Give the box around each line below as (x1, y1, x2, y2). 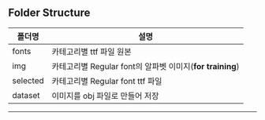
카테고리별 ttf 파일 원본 (51, 46, 132, 57)
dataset (12, 89, 41, 100)
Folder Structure (8, 6, 91, 20)
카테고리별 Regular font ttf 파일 (51, 75, 162, 86)
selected (12, 75, 45, 85)
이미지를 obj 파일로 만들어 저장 (51, 90, 159, 101)
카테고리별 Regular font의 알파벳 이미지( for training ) (51, 60, 240, 71)
